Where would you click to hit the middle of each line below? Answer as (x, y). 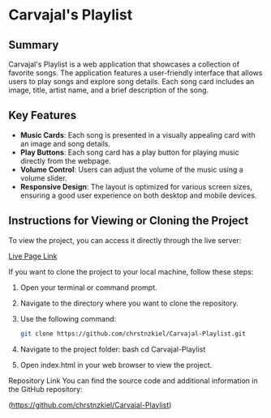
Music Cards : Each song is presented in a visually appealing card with (138, 134)
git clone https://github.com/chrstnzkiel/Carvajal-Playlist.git (133, 334)
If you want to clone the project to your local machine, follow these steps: (131, 271)
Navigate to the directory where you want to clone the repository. (129, 303)
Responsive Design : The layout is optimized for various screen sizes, (136, 186)
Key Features (43, 115)
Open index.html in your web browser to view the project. (116, 365)
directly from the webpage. (65, 160)
